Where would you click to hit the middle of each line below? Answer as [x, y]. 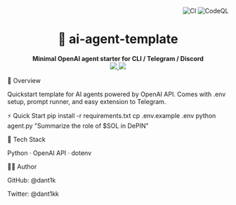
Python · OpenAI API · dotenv [50, 153]
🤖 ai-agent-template [118, 39]
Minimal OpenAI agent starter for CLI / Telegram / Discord [118, 58]
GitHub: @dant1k [32, 180]
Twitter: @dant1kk [33, 194]
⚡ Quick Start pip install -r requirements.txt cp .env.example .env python [112, 115]
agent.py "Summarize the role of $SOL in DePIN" [78, 126]
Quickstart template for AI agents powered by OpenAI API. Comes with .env [117, 94]
